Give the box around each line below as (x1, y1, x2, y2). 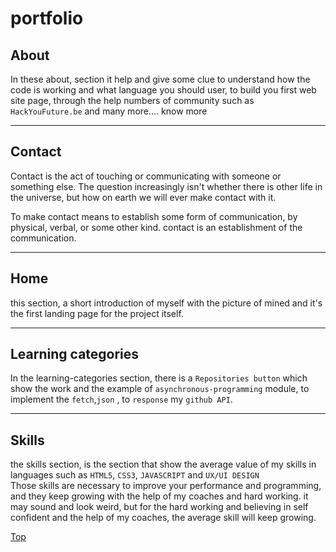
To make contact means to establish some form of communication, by (10, 210, 298, 222)
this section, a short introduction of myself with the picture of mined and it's (10, 297, 323, 309)
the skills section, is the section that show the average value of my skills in (10, 458, 317, 471)
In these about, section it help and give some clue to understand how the (10, 73, 311, 85)
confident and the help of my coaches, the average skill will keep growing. (10, 512, 317, 524)
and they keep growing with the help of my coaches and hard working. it (10, 490, 309, 502)
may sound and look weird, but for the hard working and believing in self (10, 501, 309, 513)
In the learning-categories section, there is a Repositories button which (10, 372, 308, 384)
